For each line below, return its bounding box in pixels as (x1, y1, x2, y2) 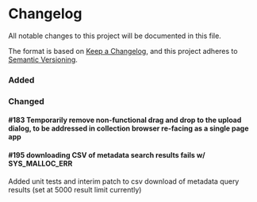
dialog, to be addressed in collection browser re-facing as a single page (8, 124, 249, 133)
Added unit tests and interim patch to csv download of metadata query (8, 176, 240, 186)
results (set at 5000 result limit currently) (8, 185, 142, 194)
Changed (8, 96, 45, 107)
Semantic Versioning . (8, 55, 78, 64)
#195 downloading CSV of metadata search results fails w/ (8, 150, 206, 159)
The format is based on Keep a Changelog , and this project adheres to (8, 46, 238, 55)
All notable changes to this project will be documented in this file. (8, 31, 222, 40)
